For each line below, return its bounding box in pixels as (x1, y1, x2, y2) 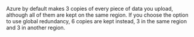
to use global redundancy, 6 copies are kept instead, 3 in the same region (6, 18, 187, 24)
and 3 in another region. (6, 24, 66, 31)
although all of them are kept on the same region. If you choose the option (6, 11, 189, 18)
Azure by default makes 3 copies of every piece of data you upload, (6, 5, 173, 12)
